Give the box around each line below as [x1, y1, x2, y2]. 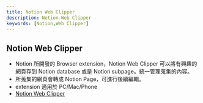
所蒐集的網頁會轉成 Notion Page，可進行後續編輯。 [15, 75, 145, 83]
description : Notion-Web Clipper [6, 15, 92, 21]
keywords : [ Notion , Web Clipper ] [6, 20, 89, 26]
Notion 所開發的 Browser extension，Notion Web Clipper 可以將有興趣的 [15, 60, 197, 67]
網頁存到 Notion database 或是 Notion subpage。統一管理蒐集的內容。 [15, 68, 193, 75]
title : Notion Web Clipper [6, 9, 75, 15]
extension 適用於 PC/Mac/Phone [15, 83, 98, 91]
